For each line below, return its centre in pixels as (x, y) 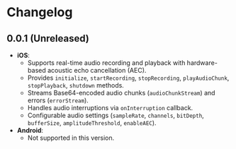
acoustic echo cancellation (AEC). (97, 70)
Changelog (40, 12)
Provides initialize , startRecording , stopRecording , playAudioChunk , (128, 78)
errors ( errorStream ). (58, 100)
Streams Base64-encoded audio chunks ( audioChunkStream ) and (121, 93)
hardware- (202, 63)
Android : (30, 130)
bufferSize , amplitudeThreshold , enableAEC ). (92, 123)
